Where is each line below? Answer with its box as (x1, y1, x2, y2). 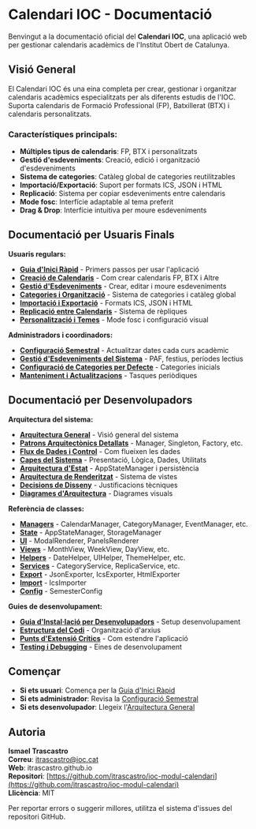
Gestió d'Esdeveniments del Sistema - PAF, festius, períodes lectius (19, 354, 244, 363)
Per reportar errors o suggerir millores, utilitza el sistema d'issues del (8, 804, 232, 813)
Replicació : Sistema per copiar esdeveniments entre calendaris (19, 189, 226, 198)
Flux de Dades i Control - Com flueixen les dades (19, 446, 181, 456)
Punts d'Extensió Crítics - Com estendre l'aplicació (19, 633, 189, 643)
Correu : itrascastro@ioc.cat (8, 755, 98, 764)
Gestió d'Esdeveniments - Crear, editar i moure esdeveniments (19, 281, 227, 291)
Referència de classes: (8, 504, 85, 513)
